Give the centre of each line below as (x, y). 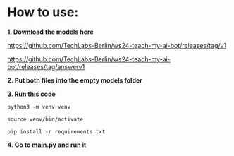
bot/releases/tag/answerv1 (46, 66)
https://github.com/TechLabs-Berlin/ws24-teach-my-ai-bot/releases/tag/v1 (117, 45)
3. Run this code (32, 94)
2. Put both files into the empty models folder (75, 80)
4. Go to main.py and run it (47, 145)
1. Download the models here (50, 32)
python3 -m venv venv (39, 107)
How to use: (43, 12)
